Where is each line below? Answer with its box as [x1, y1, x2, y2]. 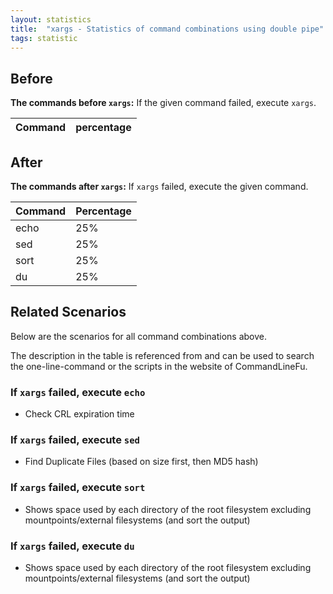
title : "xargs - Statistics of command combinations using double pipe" [10, 24, 325, 34]
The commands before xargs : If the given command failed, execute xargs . [10, 97, 317, 109]
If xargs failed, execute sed [10, 433, 140, 447]
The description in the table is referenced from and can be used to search [10, 349, 315, 361]
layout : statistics [10, 14, 92, 25]
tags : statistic [10, 33, 78, 43]
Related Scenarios [10, 304, 127, 321]
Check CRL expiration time [24, 408, 135, 420]
